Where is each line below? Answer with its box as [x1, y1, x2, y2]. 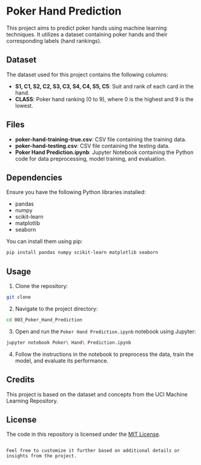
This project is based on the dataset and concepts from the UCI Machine [6, 390, 188, 398]
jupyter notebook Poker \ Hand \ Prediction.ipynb [6, 340, 131, 346]
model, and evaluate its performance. [15, 356, 109, 364]
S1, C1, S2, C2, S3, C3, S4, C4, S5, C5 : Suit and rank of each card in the [15, 82, 194, 90]
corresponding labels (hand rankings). [6, 37, 102, 44]
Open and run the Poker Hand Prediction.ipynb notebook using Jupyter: [15, 327, 196, 335]
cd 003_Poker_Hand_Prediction [6, 316, 83, 323]
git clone [6, 294, 31, 301]
